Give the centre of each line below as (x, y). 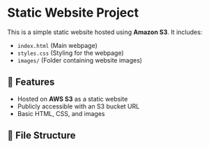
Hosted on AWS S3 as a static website (72, 99)
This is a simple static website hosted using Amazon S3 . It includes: (105, 32)
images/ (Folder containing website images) (80, 60)
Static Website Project (73, 13)
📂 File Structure (41, 136)
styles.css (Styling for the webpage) (70, 53)
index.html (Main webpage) (57, 45)
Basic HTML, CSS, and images (61, 113)
